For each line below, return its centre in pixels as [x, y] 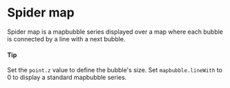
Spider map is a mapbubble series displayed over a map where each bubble [115, 32]
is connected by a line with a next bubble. [66, 38]
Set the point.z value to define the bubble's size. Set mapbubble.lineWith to [115, 70]
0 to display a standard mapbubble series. [67, 78]
